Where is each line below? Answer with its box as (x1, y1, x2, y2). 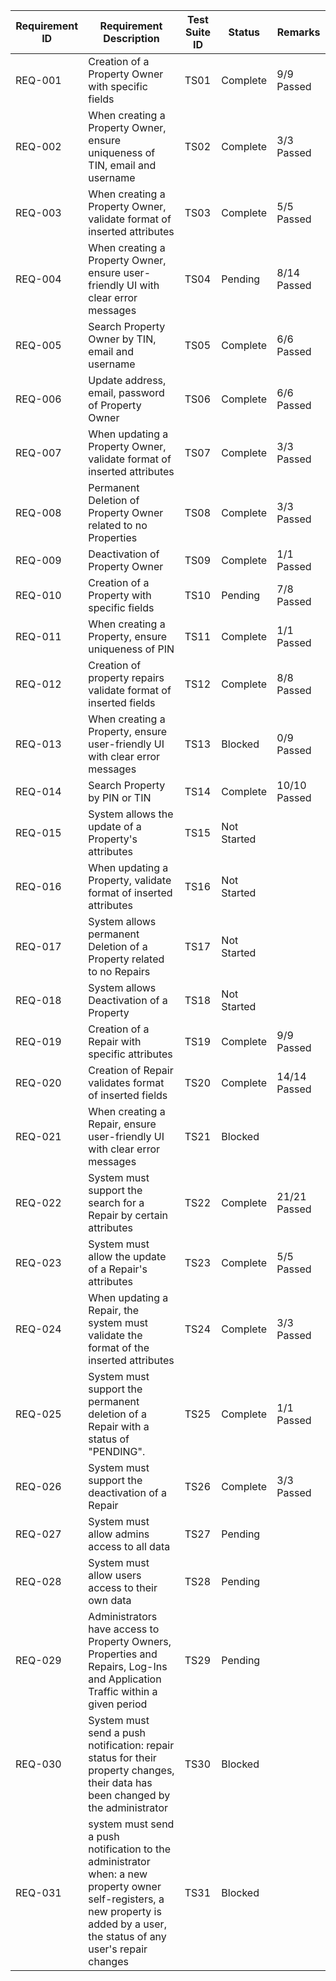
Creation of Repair (88, 1064, 174, 1077)
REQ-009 (15, 554, 62, 567)
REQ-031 (15, 1886, 62, 1899)
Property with (88, 589, 152, 602)
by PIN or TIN (88, 791, 152, 804)
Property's (88, 832, 138, 846)
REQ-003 (15, 206, 62, 219)
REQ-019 (15, 1035, 62, 1048)
